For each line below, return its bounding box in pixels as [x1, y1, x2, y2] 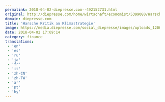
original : [5, 12, 26, 17]
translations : [5, 39, 34, 44]
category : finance [5, 35, 43, 40]
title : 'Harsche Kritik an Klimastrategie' [5, 21, 96, 26]
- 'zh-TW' [7, 76, 27, 80]
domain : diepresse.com [5, 16, 52, 21]
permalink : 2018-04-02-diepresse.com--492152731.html [5, 7, 118, 12]
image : [5, 25, 19, 30]
